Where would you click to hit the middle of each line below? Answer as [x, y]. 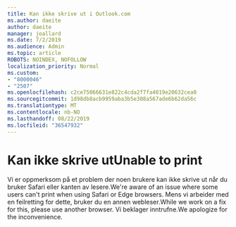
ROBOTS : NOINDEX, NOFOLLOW [47, 60]
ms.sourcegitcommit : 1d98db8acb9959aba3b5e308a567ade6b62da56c [102, 99]
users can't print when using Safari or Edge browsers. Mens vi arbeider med [118, 195]
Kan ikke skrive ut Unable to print [105, 160]
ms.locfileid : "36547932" [45, 125]
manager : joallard [34, 33]
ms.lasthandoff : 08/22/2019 [49, 118]
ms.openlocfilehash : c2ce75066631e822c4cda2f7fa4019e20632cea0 [102, 92]
